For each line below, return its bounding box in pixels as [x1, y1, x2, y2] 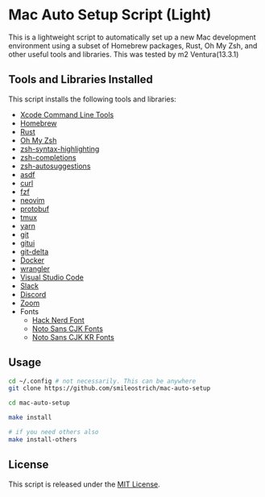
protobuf [19, 204, 50, 213]
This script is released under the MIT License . [8, 479, 161, 489]
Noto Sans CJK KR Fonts [31, 332, 114, 342]
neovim [19, 195, 45, 205]
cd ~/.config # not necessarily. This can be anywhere [8, 377, 197, 385]
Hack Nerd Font [31, 315, 85, 325]
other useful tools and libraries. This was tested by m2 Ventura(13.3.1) [8, 49, 239, 59]
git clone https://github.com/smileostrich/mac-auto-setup [8, 384, 211, 392]
